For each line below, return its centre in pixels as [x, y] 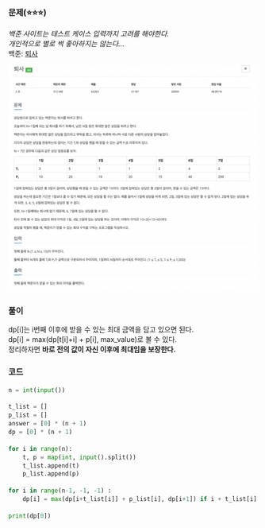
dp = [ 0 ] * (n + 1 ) [40, 432]
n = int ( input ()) [37, 390]
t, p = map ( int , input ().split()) [79, 457]
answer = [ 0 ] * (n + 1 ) [48, 424]
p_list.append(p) [51, 474]
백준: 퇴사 [23, 54]
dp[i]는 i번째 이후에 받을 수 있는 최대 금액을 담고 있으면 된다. [101, 330]
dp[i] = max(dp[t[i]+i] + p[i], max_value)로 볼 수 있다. [92, 340]
